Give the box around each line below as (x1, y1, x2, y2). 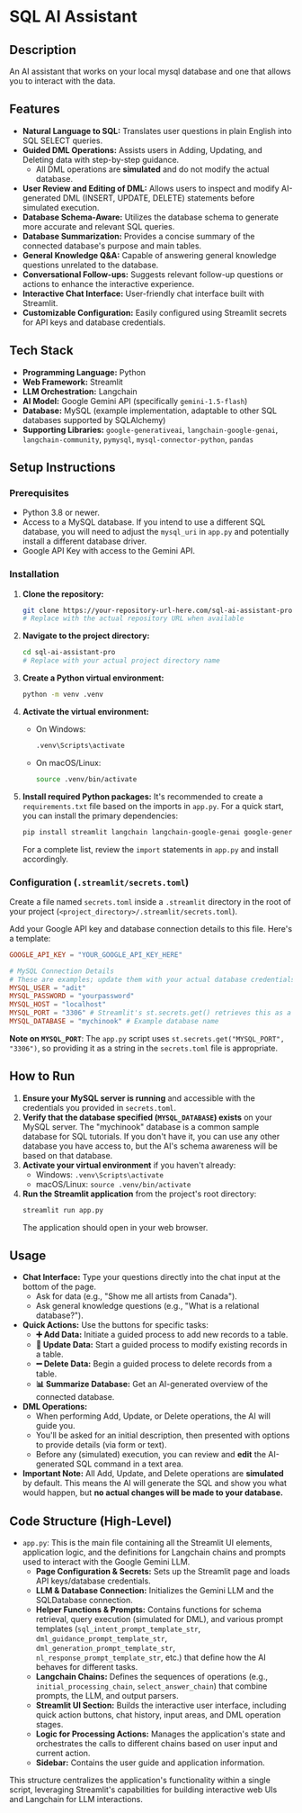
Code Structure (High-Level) (9, 1513, 173, 1529)
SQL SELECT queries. (22, 135, 103, 146)
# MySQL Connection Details (9, 966, 115, 976)
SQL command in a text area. (75, 1458, 184, 1469)
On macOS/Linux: (35, 757, 102, 768)
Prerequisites (9, 486, 69, 499)
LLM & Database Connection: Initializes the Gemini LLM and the (35, 1585, 274, 1596)
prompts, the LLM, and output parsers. (35, 1691, 179, 1701)
